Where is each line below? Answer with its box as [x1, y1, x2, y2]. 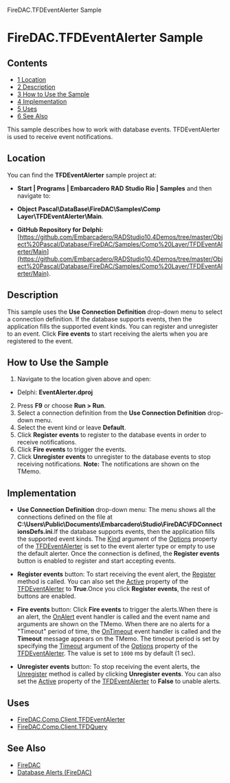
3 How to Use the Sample [16, 90, 90, 98]
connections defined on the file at [16, 513, 113, 522]
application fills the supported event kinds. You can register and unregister [7, 322, 218, 330]
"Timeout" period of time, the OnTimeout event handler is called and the [16, 628, 222, 636]
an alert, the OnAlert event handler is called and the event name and [16, 612, 211, 621]
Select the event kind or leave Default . [16, 423, 126, 432]
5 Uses [16, 105, 38, 113]
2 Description [16, 83, 56, 91]
